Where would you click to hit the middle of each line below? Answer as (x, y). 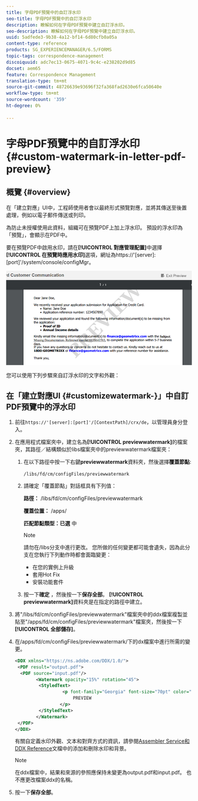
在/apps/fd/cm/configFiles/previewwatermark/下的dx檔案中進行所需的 (100, 641)
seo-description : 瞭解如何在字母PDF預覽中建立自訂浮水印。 (72, 31)
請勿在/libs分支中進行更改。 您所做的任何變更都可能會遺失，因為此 (104, 547)
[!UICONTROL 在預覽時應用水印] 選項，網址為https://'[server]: (81, 255)
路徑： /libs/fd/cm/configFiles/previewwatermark (83, 498)
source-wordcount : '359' (37, 100)
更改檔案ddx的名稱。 (50, 780)
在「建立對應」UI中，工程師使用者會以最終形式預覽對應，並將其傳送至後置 (97, 207)
